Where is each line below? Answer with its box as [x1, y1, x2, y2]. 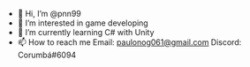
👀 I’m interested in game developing [17, 18, 148, 28]
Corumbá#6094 [17, 49, 77, 60]
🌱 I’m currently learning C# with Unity [17, 27, 155, 37]
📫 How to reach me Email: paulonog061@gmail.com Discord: [17, 37, 242, 48]
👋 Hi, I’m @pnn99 [17, 9, 82, 19]
